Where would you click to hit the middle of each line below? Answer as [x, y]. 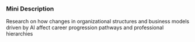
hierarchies [20, 34]
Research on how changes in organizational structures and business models [98, 22]
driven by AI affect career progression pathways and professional [85, 27]
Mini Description [30, 9]
